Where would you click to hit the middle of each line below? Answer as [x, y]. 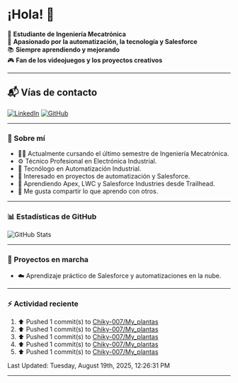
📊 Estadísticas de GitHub [52, 217]
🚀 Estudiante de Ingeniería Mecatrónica [67, 34]
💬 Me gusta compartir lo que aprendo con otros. [88, 191]
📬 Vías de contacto [52, 92]
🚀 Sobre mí [26, 138]
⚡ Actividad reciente [43, 304]
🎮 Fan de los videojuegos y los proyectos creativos [85, 60]
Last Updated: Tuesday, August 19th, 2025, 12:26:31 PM [89, 365]
